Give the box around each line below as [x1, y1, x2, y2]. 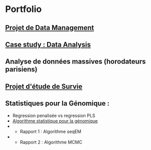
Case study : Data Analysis [5, 40, 91, 48]
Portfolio [5, 3, 42, 15]
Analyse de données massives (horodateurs [5, 57, 146, 66]
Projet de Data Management [5, 23, 94, 32]
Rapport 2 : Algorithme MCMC [19, 139, 82, 145]
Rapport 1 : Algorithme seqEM [19, 128, 81, 134]
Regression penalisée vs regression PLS [12, 112, 95, 118]
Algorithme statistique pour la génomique [12, 117, 98, 123]
